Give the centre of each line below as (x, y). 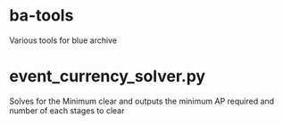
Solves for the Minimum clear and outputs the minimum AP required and (142, 101)
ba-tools (42, 16)
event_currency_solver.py (108, 76)
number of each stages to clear (67, 110)
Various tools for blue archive (63, 40)
